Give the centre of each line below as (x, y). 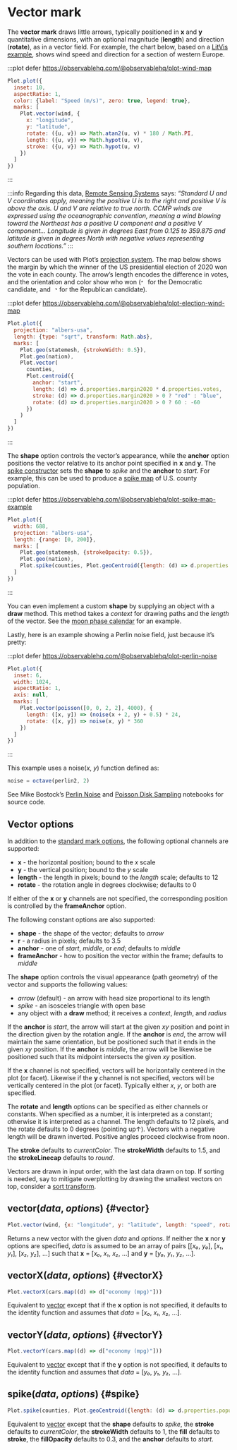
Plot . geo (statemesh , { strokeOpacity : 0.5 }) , (86, 552)
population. (24, 486)
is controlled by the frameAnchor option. (67, 906)
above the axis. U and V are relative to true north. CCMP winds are (105, 208)
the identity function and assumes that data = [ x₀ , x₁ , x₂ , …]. (95, 1312)
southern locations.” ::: (41, 246)
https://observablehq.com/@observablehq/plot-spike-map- (129, 500)
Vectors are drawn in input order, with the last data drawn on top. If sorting (116, 1171)
